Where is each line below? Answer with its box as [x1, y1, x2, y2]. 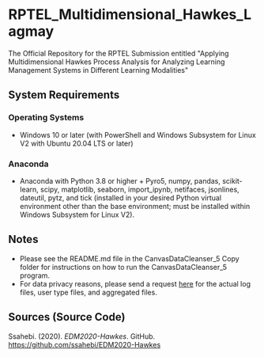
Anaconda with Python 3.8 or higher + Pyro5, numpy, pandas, [19, 176, 221, 185]
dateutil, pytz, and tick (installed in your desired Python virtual [19, 192, 222, 203]
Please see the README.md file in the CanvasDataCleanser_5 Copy [19, 253, 239, 263]
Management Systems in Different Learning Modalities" [8, 65, 189, 74]
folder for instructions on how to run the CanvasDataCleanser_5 [19, 262, 228, 272]
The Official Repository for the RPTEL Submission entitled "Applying [8, 48, 229, 58]
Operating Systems [8, 112, 85, 123]
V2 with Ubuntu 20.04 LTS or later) [19, 139, 134, 148]
